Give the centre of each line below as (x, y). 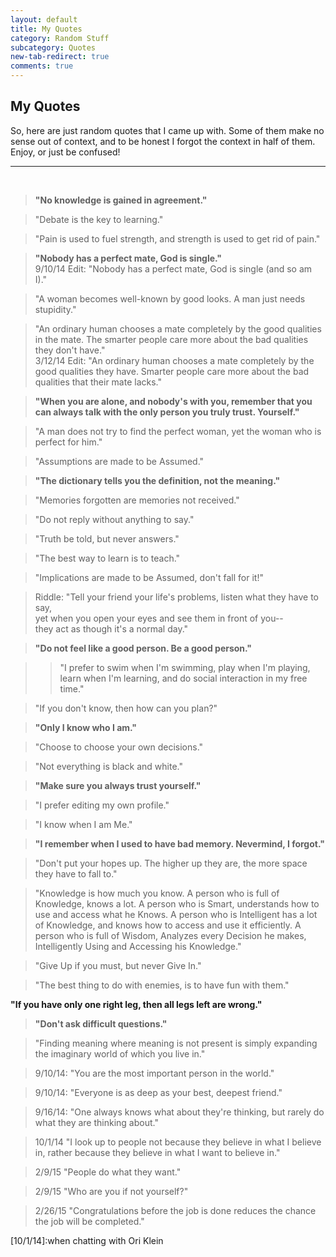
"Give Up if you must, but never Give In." (118, 965)
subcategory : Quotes (53, 47)
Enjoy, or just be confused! (65, 152)
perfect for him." (68, 442)
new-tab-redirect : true (60, 57)
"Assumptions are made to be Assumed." (119, 461)
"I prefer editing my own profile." (102, 805)
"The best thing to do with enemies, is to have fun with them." (162, 985)
